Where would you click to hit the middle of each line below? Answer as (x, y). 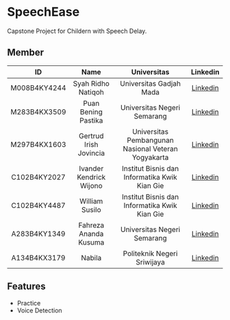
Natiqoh (91, 92)
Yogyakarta (150, 157)
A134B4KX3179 (38, 258)
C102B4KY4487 (39, 205)
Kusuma (91, 242)
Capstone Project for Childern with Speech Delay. (77, 31)
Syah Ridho (91, 83)
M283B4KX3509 (38, 112)
